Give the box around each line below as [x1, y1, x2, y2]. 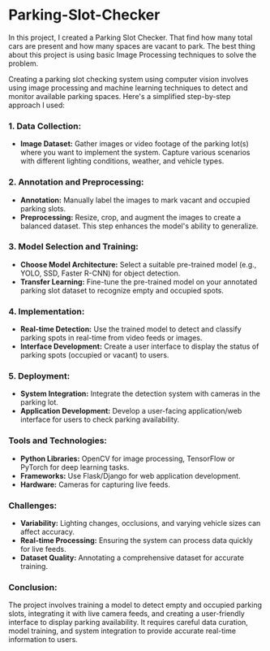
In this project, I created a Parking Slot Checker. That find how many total [8, 33, 253, 42]
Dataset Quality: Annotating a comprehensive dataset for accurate [19, 553, 245, 562]
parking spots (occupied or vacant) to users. [19, 350, 169, 360]
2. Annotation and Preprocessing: [8, 176, 144, 188]
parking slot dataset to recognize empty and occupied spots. [19, 285, 225, 295]
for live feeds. [19, 545, 66, 554]
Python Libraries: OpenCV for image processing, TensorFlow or [19, 454, 235, 463]
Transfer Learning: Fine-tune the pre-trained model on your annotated [19, 276, 258, 286]
